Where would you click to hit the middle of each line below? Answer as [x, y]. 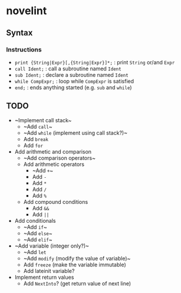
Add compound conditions [56, 201]
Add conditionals [35, 220]
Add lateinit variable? [49, 271]
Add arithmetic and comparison [53, 151]
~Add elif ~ [38, 239]
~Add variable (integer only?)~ [52, 246]
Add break [36, 139]
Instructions [24, 50]
